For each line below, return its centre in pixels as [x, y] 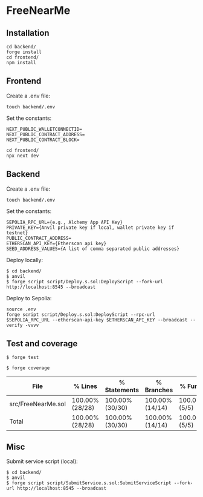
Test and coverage [42, 344]
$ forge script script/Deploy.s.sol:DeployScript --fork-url [85, 281]
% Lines [85, 386]
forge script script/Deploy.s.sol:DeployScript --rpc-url [81, 314]
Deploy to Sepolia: [29, 298]
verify [14, 325]
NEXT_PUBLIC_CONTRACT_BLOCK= [43, 140]
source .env [21, 309]
